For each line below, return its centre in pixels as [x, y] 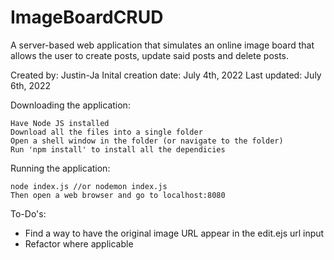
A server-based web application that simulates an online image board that [162, 45]
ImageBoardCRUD [87, 17]
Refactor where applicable [79, 243]
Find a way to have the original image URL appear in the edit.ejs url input [174, 233]
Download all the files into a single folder [106, 132]
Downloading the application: [70, 105]
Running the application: [60, 168]
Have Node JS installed [60, 123]
